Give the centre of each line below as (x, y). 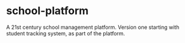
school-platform (47, 11)
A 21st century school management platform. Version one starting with (93, 27)
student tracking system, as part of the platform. (66, 33)
